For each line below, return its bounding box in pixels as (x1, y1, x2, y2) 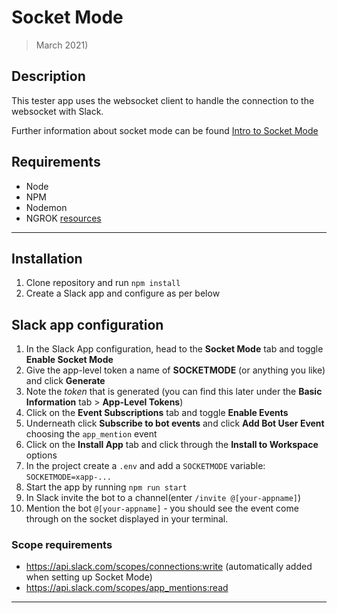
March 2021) (35, 39, 89, 51)
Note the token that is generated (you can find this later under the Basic (25, 386, 323, 398)
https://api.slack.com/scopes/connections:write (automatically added (25, 561, 313, 573)
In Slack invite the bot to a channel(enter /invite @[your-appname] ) (25, 492, 302, 504)
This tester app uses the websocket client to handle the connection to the (11, 94, 315, 106)
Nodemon (25, 201, 68, 213)
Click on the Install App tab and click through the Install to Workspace (25, 439, 319, 451)
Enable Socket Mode (25, 354, 114, 366)
